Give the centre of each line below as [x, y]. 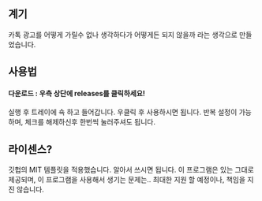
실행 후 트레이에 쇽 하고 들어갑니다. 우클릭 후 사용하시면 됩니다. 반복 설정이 [123, 112]
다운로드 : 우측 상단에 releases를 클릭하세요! [77, 93]
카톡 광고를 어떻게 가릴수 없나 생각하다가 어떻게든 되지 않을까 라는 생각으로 [123, 35]
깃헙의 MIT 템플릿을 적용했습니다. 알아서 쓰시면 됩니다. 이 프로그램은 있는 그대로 [131, 170]
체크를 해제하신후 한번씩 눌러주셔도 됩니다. [90, 122]
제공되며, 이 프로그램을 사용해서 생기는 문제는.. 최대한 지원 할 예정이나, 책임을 [127, 180]
